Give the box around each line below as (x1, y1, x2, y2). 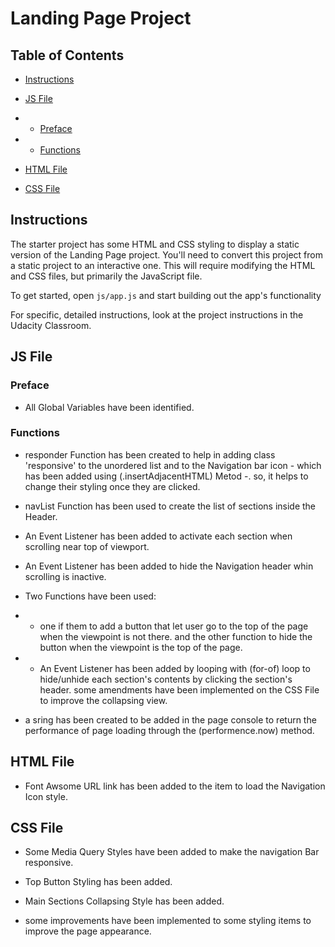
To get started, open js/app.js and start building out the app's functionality (10, 289, 322, 301)
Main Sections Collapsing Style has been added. (24, 895, 225, 907)
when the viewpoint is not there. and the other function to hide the (39, 630, 313, 642)
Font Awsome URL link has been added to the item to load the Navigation (24, 780, 326, 792)
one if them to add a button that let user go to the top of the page (39, 620, 309, 632)
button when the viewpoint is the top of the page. (39, 641, 243, 653)
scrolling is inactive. (24, 570, 107, 582)
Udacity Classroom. (10, 319, 92, 331)
